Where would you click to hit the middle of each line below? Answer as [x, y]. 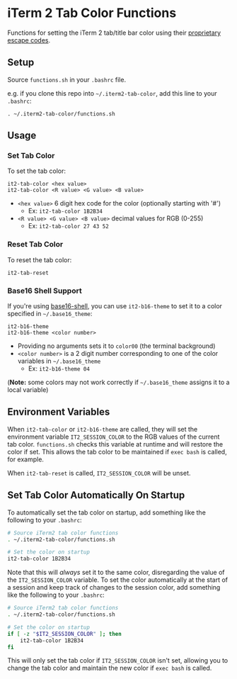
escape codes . [29, 40]
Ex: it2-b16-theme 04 [59, 369]
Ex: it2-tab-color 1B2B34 [65, 211]
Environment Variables [59, 412]
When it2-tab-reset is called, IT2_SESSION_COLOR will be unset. [99, 473]
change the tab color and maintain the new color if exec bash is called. [110, 668]
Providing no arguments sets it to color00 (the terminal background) [116, 346]
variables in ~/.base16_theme [59, 361]
